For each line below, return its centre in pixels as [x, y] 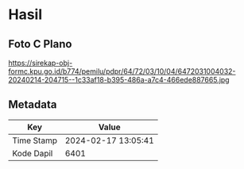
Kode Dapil [33, 153]
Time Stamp [35, 140]
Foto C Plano [40, 44]
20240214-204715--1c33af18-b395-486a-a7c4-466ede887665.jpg [119, 80]
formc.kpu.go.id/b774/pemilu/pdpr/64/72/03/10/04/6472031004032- [122, 71]
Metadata [33, 105]
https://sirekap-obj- [41, 63]
